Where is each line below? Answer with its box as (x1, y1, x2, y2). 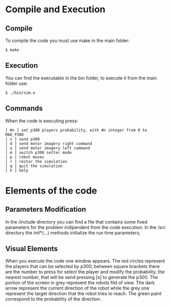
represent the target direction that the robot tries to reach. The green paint (5, 291, 162, 297)
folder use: (5, 80, 28, 86)
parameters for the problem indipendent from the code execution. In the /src (5, 224, 166, 230)
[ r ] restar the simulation (5, 159, 67, 164)
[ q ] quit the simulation (5, 163, 63, 168)
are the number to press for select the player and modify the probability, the (5, 269, 165, 275)
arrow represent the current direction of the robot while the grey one (5, 285, 150, 291)
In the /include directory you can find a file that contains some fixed (5, 218, 148, 225)
